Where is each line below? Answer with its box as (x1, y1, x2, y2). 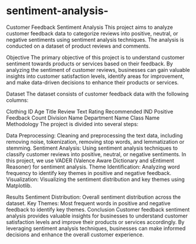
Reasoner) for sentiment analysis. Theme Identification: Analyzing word (6, 163, 180, 170)
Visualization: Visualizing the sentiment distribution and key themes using (6, 176, 185, 183)
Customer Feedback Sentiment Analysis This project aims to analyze (6, 24, 173, 31)
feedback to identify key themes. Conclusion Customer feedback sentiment (6, 206, 190, 213)
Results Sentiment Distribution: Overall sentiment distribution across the (6, 193, 181, 200)
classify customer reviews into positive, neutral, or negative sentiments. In (6, 150, 187, 157)
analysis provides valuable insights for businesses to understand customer (6, 212, 188, 219)
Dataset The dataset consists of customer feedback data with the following (6, 90, 189, 97)
